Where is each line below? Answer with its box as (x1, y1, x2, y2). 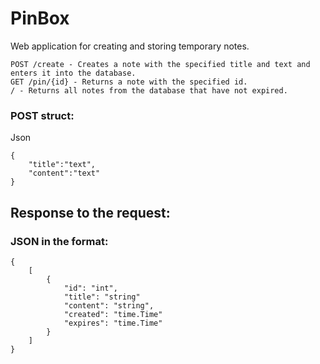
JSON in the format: (10, 234, 109, 248)
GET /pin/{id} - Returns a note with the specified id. (10, 77, 248, 87)
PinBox (10, 7, 70, 30)
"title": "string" (63, 292, 141, 302)
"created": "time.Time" (63, 309, 163, 319)
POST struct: (10, 108, 75, 122)
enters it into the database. (10, 68, 137, 78)
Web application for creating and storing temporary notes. (10, 40, 250, 52)
